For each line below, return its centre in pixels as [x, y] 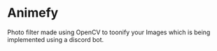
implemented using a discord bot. [56, 39]
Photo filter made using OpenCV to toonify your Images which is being [109, 32]
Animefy [33, 13]
